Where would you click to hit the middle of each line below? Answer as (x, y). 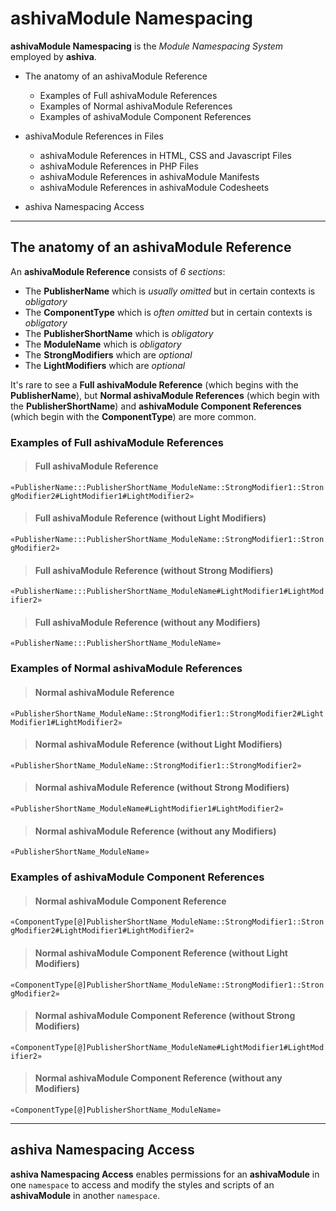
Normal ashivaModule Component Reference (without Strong (165, 1016)
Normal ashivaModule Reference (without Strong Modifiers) (162, 788)
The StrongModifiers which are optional (108, 354)
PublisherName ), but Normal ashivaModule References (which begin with (165, 395)
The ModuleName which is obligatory (103, 344)
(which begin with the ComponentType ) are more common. (133, 416)
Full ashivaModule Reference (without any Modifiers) (147, 622)
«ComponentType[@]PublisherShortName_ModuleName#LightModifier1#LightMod (167, 1047)
